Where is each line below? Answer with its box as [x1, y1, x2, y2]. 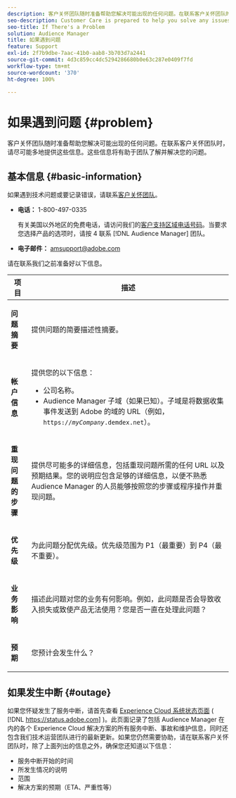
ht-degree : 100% [7, 75, 55, 83]
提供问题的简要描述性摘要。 [31, 325, 123, 335]
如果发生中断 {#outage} [7, 686, 112, 698]
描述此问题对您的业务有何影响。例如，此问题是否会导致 [31, 594, 214, 604]
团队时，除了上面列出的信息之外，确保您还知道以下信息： [7, 741, 173, 750]
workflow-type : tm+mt [7, 63, 71, 70]
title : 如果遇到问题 [7, 37, 61, 44]
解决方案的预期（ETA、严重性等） [17, 783, 116, 791]
